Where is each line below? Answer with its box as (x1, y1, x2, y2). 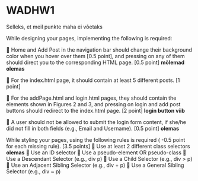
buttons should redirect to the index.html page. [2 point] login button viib (6, 107, 186, 114)
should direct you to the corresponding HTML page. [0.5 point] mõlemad (6, 59, 185, 66)
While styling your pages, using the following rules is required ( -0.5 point (6, 136, 186, 143)
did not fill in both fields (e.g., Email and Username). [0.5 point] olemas (6, 125, 180, 132)
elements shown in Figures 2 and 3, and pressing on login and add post (6, 100, 181, 107)
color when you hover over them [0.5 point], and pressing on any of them (6, 52, 185, 59)
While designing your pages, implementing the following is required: (6, 34, 173, 42)
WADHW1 (6, 4, 55, 17)
